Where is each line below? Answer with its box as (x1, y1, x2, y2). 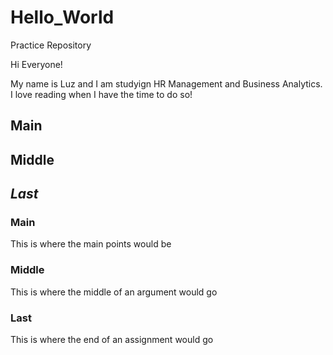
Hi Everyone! (10, 58, 63, 70)
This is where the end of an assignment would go (10, 334, 214, 345)
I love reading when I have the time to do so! (10, 88, 193, 100)
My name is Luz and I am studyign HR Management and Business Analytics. (10, 77, 323, 90)
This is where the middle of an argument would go (10, 286, 218, 298)
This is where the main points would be (10, 238, 172, 250)
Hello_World (10, 6, 115, 29)
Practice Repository (10, 39, 92, 51)
